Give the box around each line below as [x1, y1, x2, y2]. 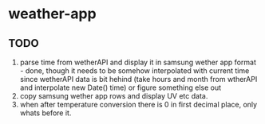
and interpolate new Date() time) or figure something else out [19, 83, 222, 92]
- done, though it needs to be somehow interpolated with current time [19, 66, 250, 76]
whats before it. [19, 108, 72, 118]
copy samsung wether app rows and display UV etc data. [19, 91, 208, 100]
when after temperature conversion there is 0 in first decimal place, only [19, 100, 258, 109]
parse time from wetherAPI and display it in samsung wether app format [19, 57, 257, 67]
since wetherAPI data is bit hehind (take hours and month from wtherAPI [19, 75, 258, 83]
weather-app [8, 5, 97, 23]
